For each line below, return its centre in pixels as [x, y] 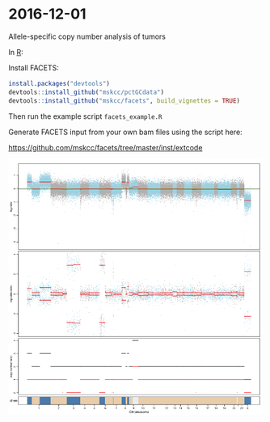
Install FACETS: [34, 68]
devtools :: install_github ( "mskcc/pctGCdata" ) [86, 92]
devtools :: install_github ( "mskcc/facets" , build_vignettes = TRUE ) [124, 101]
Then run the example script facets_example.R [85, 116]
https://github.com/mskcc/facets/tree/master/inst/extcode [105, 147]
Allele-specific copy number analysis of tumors [87, 36]
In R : [16, 52]
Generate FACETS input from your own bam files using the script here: [125, 132]
